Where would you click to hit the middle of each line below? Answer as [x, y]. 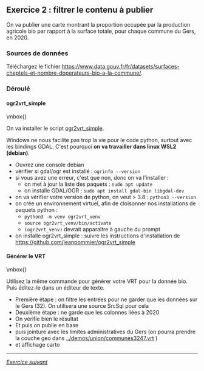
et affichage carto [37, 345]
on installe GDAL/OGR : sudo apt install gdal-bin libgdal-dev [104, 191]
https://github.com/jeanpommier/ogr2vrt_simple [75, 242]
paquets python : [36, 210]
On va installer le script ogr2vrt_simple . [55, 128]
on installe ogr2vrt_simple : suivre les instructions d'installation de [97, 236]
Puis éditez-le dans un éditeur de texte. [56, 288]
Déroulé [18, 89]
